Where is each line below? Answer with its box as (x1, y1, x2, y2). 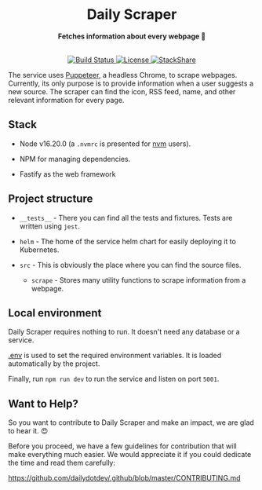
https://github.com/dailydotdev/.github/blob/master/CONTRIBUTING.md (8, 474, 241, 483)
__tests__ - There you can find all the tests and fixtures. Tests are (19, 213, 233, 222)
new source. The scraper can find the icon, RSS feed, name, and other (8, 86, 236, 96)
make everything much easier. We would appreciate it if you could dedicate (8, 450, 252, 459)
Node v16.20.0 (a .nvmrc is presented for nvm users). (19, 139, 191, 148)
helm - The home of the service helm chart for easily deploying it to (19, 236, 237, 246)
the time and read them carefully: (8, 458, 116, 468)
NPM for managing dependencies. (19, 154, 131, 163)
